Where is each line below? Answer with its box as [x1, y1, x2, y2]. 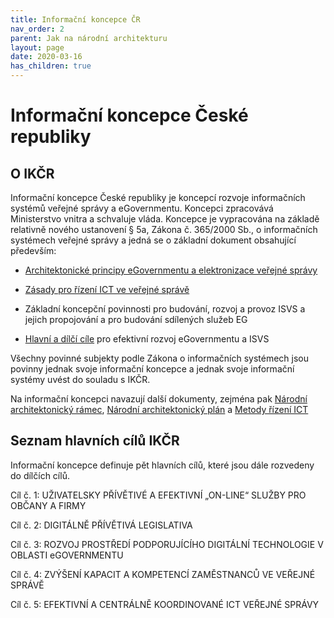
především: [10, 245, 57, 256]
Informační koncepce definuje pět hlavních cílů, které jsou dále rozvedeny [10, 459, 315, 471]
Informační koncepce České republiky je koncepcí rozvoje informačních [10, 192, 306, 203]
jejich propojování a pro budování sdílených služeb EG [24, 314, 248, 325]
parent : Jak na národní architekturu [10, 33, 168, 43]
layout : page [10, 42, 65, 53]
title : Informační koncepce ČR [10, 14, 141, 25]
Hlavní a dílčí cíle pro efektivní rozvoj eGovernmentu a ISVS [24, 333, 270, 345]
